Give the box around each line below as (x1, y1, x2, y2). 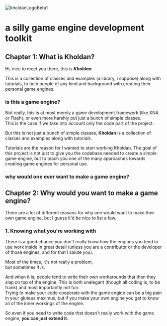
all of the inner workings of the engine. (5, 301, 84, 307)
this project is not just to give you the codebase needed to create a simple (5, 150, 157, 157)
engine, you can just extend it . (5, 316, 69, 322)
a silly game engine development (5, 22, 145, 33)
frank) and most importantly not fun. (5, 285, 80, 291)
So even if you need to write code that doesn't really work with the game (5, 310, 154, 316)
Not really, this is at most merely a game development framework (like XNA (5, 110, 159, 116)
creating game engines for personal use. (5, 161, 88, 167)
